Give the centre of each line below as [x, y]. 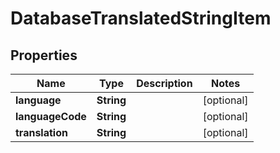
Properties [44, 55]
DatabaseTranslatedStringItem [141, 18]
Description [164, 83]
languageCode [51, 116]
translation [41, 132]
